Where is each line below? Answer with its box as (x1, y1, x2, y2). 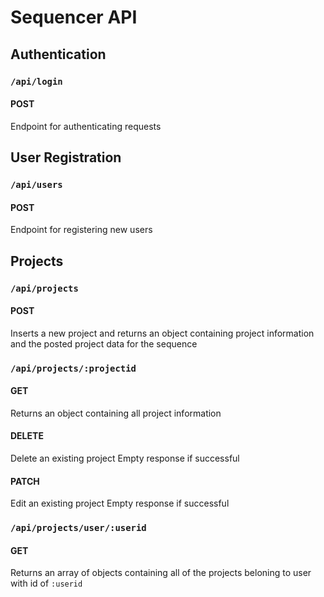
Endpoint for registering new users (10, 224, 153, 236)
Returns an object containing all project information (10, 407, 222, 419)
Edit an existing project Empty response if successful (10, 497, 230, 510)
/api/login (10, 76, 63, 87)
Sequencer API (10, 6, 138, 29)
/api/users (10, 179, 63, 191)
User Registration (10, 149, 122, 166)
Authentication (10, 46, 107, 63)
